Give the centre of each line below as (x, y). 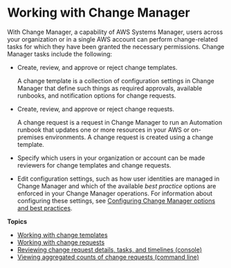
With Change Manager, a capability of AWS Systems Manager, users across (115, 32)
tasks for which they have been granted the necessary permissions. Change (116, 46)
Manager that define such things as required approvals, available (110, 88)
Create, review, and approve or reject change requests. (96, 109)
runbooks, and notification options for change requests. (96, 96)
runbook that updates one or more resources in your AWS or (103, 129)
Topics (17, 221)
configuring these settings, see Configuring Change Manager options (116, 200)
